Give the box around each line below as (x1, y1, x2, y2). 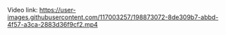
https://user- (39, 6, 76, 14)
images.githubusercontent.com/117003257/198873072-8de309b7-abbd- (7, 13, 219, 21)
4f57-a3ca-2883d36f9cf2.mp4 (7, 21, 99, 28)
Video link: (7, 6, 38, 14)
